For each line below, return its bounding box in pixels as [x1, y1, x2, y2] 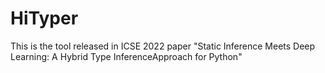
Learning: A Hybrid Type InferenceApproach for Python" [10, 50, 243, 62]
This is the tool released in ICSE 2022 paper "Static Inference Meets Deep [10, 40, 316, 52]
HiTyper [10, 7, 79, 30]
